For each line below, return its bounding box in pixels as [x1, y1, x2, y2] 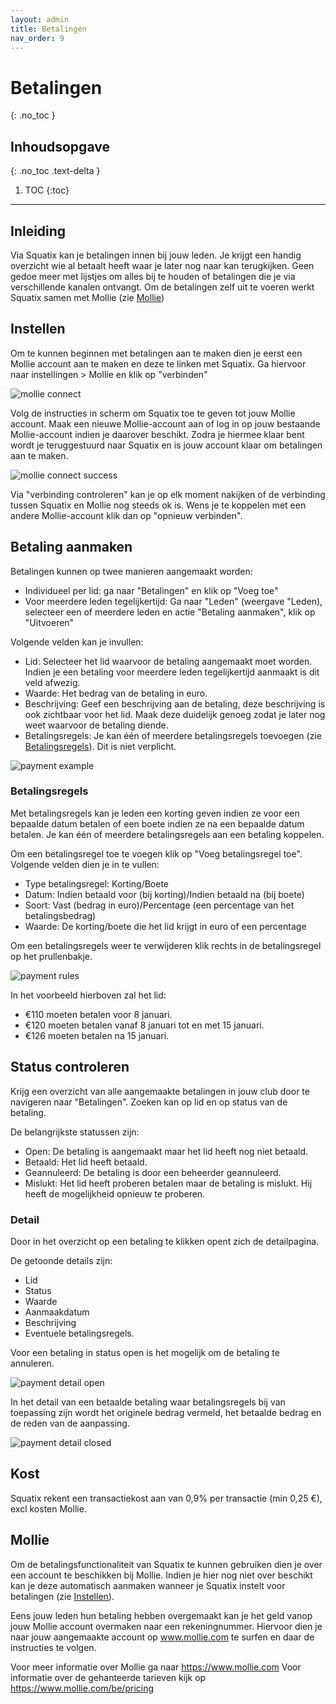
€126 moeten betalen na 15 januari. [24, 1029, 170, 1041]
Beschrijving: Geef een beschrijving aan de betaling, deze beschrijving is [24, 697, 326, 710]
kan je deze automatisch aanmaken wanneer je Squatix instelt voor [10, 1579, 286, 1591]
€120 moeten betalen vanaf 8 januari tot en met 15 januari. [24, 1019, 265, 1031]
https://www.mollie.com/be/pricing [10, 1682, 155, 1694]
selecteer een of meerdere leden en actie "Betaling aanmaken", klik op [24, 606, 316, 618]
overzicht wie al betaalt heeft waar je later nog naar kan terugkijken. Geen [10, 259, 315, 271]
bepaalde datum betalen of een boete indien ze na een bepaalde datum [10, 817, 305, 830]
